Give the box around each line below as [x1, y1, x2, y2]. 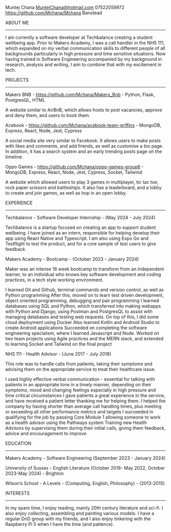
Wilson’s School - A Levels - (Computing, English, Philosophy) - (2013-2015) [5, 480, 165, 486]
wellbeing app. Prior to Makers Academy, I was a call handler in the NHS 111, [5, 40, 165, 45]
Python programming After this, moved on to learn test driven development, [5, 292, 164, 298]
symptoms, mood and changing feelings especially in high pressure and [5, 387, 156, 393]
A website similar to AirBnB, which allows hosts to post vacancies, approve [5, 107, 162, 113]
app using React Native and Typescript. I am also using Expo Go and [5, 235, 149, 241]
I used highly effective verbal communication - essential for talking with [5, 376, 155, 382]
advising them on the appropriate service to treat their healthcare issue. [5, 366, 156, 372]
